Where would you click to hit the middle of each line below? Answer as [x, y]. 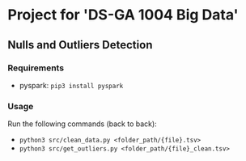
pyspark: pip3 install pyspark [71, 85]
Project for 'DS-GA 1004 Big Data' [123, 15]
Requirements [36, 68]
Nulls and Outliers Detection [80, 45]
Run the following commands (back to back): [82, 124]
